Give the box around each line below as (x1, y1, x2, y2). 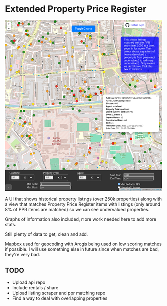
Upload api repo (12, 279, 46, 285)
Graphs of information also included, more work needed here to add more (5, 216, 157, 222)
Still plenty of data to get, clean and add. (5, 231, 88, 237)
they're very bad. (5, 252, 41, 258)
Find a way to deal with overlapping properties (12, 295, 108, 301)
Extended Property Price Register (5, 3, 147, 15)
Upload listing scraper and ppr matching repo (12, 290, 106, 296)
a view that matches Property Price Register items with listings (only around (5, 201, 161, 207)
